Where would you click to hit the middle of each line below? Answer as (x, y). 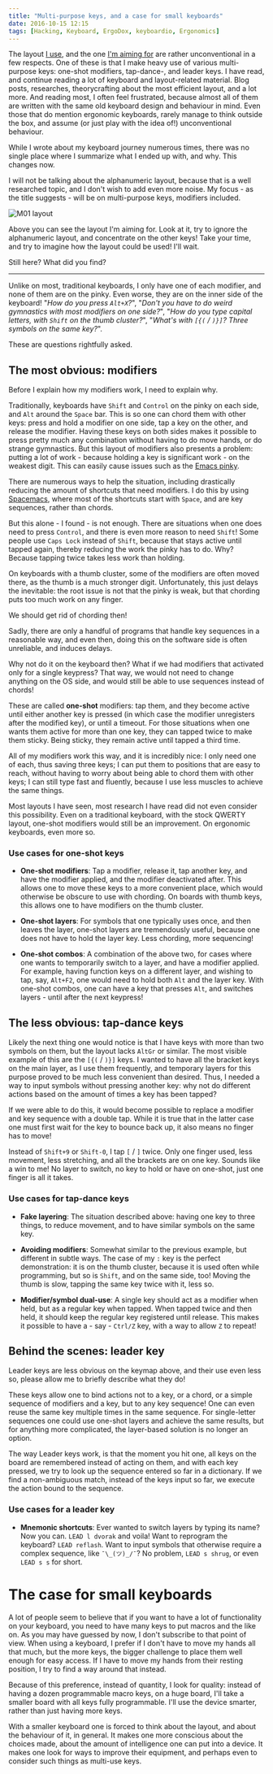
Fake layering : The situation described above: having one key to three (138, 1217)
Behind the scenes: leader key (87, 1351)
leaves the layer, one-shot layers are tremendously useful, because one (140, 930)
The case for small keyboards (110, 1594)
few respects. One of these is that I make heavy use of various (113, 63)
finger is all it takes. (41, 1178)
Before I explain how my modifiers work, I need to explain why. (113, 390)
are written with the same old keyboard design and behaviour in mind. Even (135, 106)
